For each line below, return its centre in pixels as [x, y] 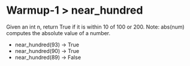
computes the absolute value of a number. [58, 33]
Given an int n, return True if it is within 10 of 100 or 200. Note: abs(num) [95, 27]
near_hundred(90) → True [47, 51]
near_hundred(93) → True [47, 45]
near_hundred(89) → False [48, 57]
